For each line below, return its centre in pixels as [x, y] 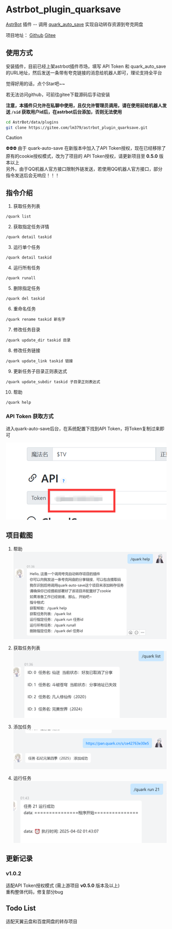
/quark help [18, 403]
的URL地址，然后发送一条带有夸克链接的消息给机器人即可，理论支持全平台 [84, 72]
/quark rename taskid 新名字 [36, 320]
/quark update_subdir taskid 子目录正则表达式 [53, 382]
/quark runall [21, 278]
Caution [14, 137]
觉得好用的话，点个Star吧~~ [35, 84]
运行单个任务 [27, 247]
